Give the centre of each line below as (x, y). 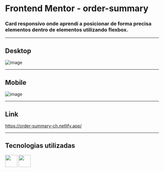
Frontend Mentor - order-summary (77, 9)
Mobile (16, 83)
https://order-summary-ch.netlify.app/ (43, 126)
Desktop (18, 51)
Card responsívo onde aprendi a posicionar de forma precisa (78, 24)
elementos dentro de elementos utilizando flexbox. (67, 30)
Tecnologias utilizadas (40, 146)
